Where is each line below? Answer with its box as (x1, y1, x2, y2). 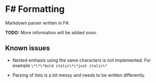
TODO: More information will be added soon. (5, 29, 97, 35)
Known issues (5, 44, 50, 53)
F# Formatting (5, 3, 65, 15)
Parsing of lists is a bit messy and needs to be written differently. (12, 72, 146, 78)
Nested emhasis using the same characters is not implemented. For (12, 57, 151, 63)
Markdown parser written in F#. (5, 20, 70, 26)
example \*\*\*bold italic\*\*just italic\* (12, 62, 107, 68)
